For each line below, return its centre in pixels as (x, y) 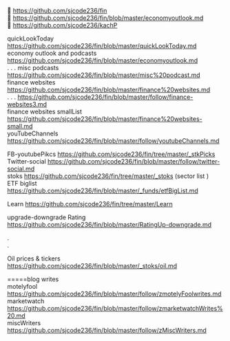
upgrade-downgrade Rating (46, 217)
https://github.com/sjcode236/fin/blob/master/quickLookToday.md (102, 46)
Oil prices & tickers (34, 258)
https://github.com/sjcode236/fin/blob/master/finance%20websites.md (109, 90)
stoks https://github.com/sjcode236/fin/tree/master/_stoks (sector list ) (108, 176)
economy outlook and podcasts (52, 53)
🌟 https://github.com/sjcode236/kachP (62, 25)
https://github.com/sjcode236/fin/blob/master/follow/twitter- (134, 161)
